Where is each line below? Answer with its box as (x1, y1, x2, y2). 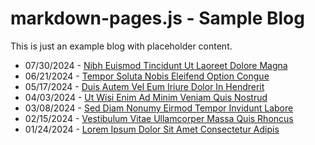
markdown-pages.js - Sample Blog (10, 7, 305, 30)
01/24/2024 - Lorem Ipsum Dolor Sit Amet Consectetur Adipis (24, 123, 280, 135)
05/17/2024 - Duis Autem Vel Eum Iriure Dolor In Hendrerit (24, 80, 265, 92)
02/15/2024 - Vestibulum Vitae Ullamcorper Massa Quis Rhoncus (24, 112, 294, 124)
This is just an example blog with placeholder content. (10, 40, 233, 52)
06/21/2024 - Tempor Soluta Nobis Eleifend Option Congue (24, 70, 270, 82)
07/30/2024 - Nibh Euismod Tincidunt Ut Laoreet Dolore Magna (24, 59, 288, 71)
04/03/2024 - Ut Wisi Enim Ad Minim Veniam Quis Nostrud (24, 91, 268, 103)
